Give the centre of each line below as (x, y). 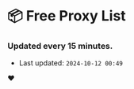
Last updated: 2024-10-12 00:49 (71, 63)
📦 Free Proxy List (67, 16)
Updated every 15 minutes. (60, 46)
